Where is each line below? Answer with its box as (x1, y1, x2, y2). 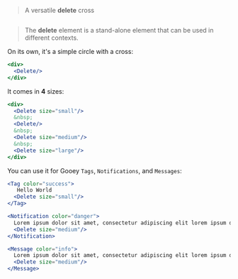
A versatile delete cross (24, 6, 94, 14)
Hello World (16, 187, 52, 194)
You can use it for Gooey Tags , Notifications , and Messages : (7, 166, 182, 175)
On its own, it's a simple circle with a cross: (7, 48, 133, 55)
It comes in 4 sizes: (7, 87, 64, 95)
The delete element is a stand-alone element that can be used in (24, 26, 214, 34)
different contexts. (24, 33, 79, 42)
